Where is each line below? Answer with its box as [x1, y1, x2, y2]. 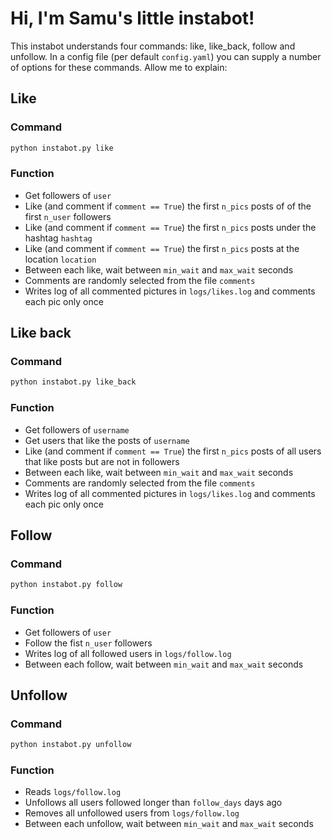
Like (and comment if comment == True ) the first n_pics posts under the [24, 221, 317, 233]
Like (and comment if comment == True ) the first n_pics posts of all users [24, 445, 322, 457]
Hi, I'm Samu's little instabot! [10, 7, 255, 30]
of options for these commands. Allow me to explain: [10, 61, 228, 73]
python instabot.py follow [10, 580, 123, 590]
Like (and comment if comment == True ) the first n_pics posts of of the [24, 200, 312, 212]
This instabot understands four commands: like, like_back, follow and [10, 40, 296, 52]
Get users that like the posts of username [24, 434, 190, 446]
